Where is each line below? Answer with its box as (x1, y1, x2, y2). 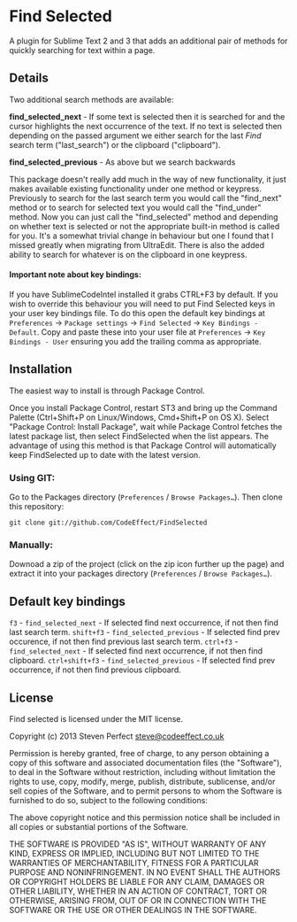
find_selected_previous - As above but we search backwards (9, 157, 236, 167)
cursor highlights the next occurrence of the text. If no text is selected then (9, 120, 283, 131)
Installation (9, 361, 72, 377)
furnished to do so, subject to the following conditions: (9, 794, 208, 805)
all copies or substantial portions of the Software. (9, 821, 188, 832)
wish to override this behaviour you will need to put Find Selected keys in (9, 298, 276, 309)
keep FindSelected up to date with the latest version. (9, 449, 201, 460)
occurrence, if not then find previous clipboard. (9, 664, 181, 675)
